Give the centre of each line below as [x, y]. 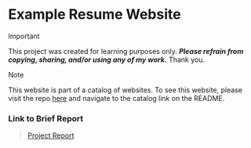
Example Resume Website [95, 14]
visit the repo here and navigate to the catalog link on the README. [116, 98]
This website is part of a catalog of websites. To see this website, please [125, 90]
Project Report [51, 135]
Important [24, 36]
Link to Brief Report [46, 118]
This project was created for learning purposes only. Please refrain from [126, 51]
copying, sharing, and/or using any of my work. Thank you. [107, 60]
